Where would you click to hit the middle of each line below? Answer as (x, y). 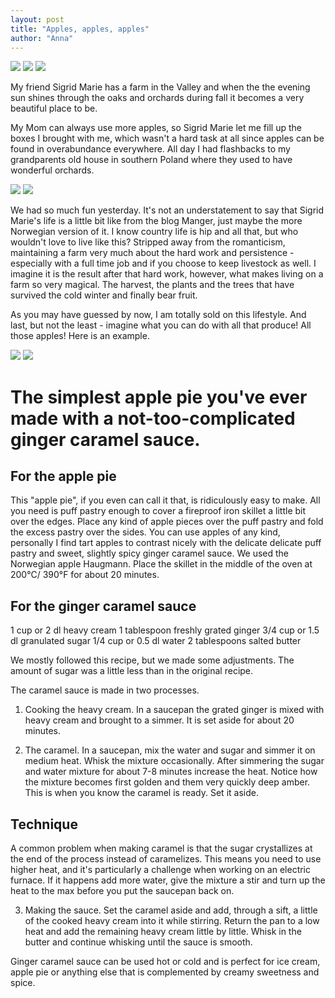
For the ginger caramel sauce (103, 606)
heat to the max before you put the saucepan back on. (122, 890)
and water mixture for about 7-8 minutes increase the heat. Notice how (171, 772)
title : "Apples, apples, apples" (80, 29)
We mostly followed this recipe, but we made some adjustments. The (152, 660)
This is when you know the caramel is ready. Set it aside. (141, 793)
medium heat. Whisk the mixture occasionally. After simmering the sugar (174, 761)
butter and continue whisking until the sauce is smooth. (138, 942)
